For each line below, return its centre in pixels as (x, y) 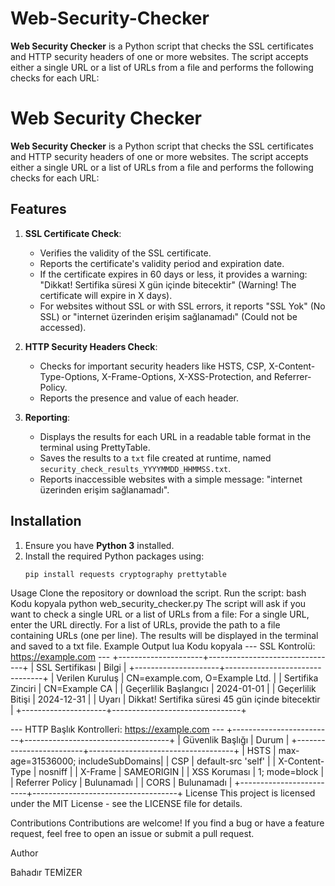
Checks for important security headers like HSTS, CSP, (153, 366)
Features (38, 209)
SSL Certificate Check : (73, 233)
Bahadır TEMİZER (46, 873)
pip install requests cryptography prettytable (125, 574)
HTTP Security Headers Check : (91, 346)
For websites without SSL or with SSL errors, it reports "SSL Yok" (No (182, 306)
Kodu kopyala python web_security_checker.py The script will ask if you (158, 604)
